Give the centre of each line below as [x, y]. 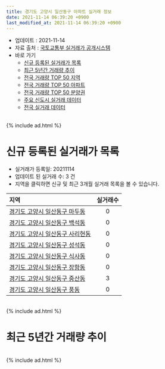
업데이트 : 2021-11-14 [40, 40]
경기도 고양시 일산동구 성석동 [47, 245]
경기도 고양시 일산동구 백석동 [47, 223]
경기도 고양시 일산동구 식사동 [47, 257]
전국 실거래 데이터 [44, 107]
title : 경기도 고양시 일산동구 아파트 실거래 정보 [59, 12]
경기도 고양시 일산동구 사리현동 [50, 234]
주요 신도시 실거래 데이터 [52, 100]
